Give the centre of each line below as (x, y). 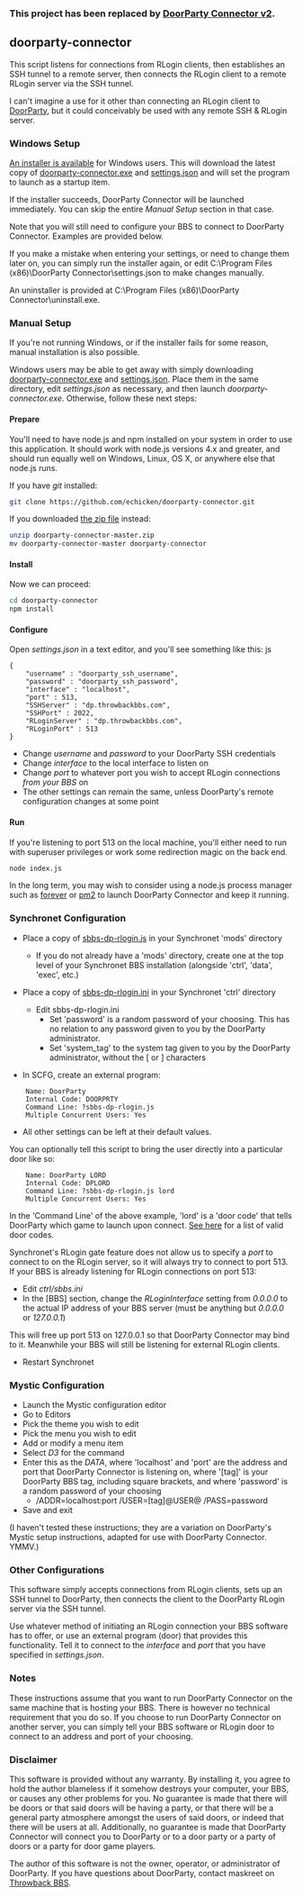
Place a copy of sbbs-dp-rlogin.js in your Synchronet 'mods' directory (152, 938)
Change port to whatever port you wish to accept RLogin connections (151, 773)
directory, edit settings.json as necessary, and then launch (118, 389)
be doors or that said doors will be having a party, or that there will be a (142, 1808)
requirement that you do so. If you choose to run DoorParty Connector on (145, 1717)
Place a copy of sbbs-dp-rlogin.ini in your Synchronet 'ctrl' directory (149, 992)
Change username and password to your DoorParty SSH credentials (149, 754)
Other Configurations (57, 1570)
